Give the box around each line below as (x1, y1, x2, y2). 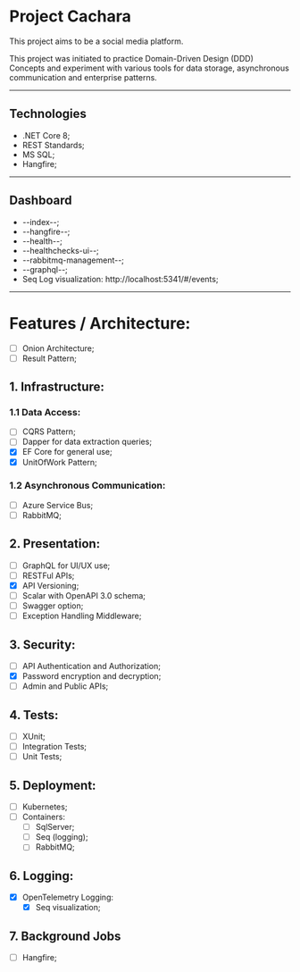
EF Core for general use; (21, 447, 113, 457)
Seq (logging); (35, 832, 88, 842)
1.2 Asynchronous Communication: (9, 480, 166, 492)
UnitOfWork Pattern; (21, 457, 97, 467)
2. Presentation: (9, 536, 101, 551)
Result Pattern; (21, 353, 78, 364)
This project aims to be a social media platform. (9, 36, 184, 46)
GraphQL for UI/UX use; (21, 560, 111, 571)
